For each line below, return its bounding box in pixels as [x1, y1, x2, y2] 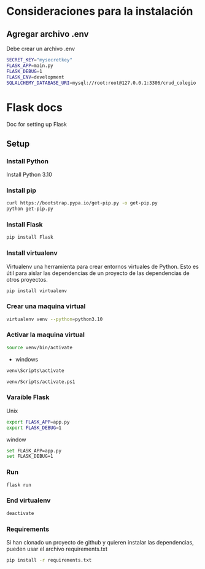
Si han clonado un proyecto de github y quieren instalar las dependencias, [6, 538, 195, 546]
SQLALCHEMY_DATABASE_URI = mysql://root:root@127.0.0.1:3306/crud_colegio [6, 80, 196, 86]
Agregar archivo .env [6, 29, 89, 39]
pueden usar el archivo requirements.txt [6, 545, 107, 552]
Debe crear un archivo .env [6, 45, 75, 52]
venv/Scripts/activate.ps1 [6, 379, 75, 385]
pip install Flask [6, 234, 53, 241]
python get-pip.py [6, 206, 53, 212]
